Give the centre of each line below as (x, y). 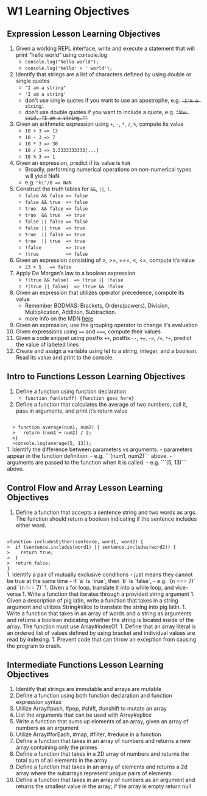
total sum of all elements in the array (61, 761)
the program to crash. (34, 646)
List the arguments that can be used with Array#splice (84, 715)
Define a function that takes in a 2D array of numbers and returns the (102, 754)
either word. (31, 525)
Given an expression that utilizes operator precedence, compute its (100, 292)
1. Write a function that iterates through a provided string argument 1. (108, 594)
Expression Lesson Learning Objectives (84, 34)
